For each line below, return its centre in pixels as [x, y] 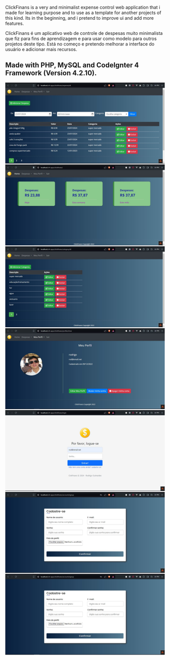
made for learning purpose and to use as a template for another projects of [83, 13]
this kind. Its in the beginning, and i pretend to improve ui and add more [80, 18]
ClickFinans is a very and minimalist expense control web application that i [83, 7]
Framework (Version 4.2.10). [51, 73]
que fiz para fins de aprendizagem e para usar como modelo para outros [81, 38]
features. [15, 23]
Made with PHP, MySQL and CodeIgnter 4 [72, 65]
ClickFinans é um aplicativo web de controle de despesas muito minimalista [84, 33]
